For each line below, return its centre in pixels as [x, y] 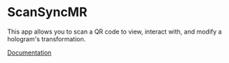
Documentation [29, 52]
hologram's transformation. [47, 38]
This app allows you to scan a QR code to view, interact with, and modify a [114, 31]
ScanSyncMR [47, 12]
